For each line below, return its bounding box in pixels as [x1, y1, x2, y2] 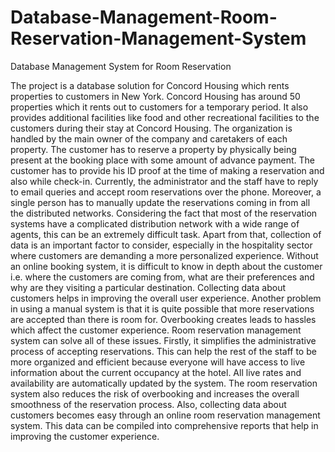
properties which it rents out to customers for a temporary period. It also [10, 101, 309, 113]
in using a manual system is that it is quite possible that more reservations [10, 302, 315, 315]
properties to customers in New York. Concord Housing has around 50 [10, 90, 301, 102]
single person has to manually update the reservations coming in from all [10, 196, 311, 208]
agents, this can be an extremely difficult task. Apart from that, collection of [10, 228, 322, 240]
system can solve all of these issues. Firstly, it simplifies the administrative [10, 334, 317, 346]
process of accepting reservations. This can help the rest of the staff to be [10, 345, 317, 357]
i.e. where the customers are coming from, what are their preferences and [10, 271, 315, 283]
